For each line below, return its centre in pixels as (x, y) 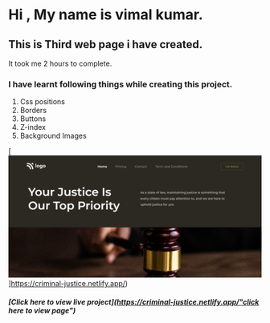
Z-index (33, 127)
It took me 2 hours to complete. (60, 63)
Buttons (33, 119)
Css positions (43, 102)
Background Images (53, 136)
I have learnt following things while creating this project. (121, 84)
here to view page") (42, 311)
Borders (33, 111)
